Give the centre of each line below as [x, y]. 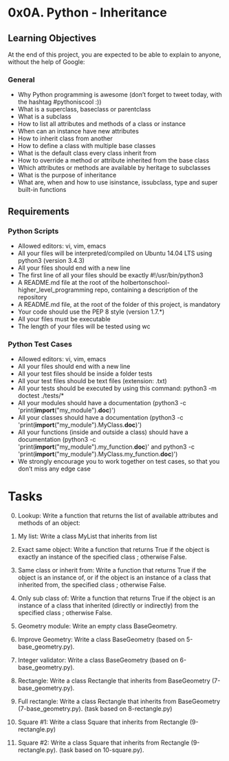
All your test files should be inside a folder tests [85, 374]
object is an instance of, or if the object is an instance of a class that [114, 578]
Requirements [39, 211]
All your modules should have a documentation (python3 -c [102, 403]
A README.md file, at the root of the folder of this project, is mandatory [119, 304]
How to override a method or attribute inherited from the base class [113, 160]
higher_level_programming [55, 290]
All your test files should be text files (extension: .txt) [92, 381]
